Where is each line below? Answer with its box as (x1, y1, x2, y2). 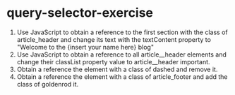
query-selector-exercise (6, 5, 153, 21)
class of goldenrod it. (16, 80, 79, 88)
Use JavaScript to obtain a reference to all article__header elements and (16, 50, 227, 59)
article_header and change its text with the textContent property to (16, 35, 211, 43)
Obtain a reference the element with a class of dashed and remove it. (16, 65, 218, 73)
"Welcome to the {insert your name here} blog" (16, 43, 155, 51)
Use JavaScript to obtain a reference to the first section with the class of (16, 28, 228, 36)
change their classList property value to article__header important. (16, 57, 210, 66)
